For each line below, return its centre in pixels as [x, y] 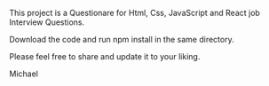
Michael [24, 74]
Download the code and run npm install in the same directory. [122, 39]
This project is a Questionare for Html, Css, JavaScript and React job [134, 13]
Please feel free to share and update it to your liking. [105, 56]
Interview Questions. [47, 22]
